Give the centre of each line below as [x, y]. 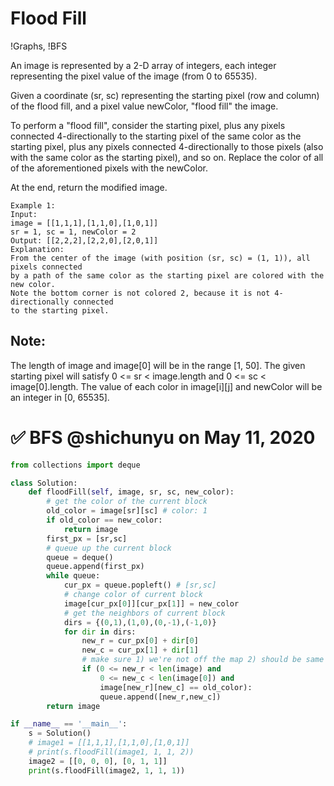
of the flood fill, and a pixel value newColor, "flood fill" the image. [144, 106]
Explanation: [37, 249]
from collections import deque [75, 465]
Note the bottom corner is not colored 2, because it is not [140, 293]
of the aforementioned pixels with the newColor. [109, 168]
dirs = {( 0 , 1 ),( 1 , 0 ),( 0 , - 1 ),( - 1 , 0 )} [140, 622]
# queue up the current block [109, 548]
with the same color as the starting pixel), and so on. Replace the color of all [167, 157]
